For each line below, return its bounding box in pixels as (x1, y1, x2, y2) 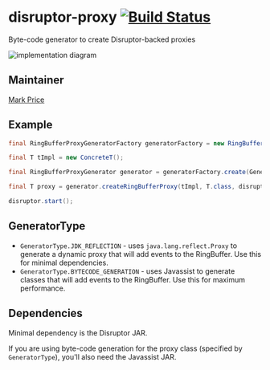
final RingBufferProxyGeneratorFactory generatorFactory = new (8, 139, 225, 148)
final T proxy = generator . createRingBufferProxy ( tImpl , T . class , (8, 183, 235, 191)
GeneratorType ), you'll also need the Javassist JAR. (8, 352, 177, 361)
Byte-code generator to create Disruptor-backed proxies (8, 35, 196, 44)
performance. (19, 283, 66, 293)
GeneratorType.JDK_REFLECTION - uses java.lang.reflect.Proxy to (19, 241, 238, 250)
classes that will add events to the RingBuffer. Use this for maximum (19, 274, 245, 284)
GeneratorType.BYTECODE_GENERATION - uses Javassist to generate (19, 266, 235, 276)
